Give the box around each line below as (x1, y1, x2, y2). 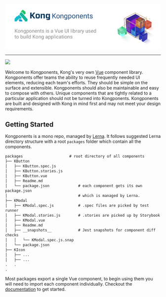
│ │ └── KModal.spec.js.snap (5, 238, 74, 243)
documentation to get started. (5, 286, 66, 292)
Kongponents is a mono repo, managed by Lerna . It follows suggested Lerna (5, 133, 161, 139)
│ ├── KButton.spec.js (5, 164, 56, 169)
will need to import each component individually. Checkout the (5, 281, 132, 287)
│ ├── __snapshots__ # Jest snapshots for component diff (5, 228, 156, 233)
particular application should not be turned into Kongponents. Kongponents (5, 96, 159, 101)
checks (5, 233, 19, 238)
